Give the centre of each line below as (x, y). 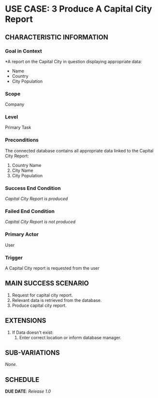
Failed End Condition (30, 211)
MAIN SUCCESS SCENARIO (47, 283)
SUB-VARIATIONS (32, 353)
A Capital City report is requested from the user (52, 268)
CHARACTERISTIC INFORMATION (57, 37)
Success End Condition (33, 188)
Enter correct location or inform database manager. (70, 337)
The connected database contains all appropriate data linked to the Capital (79, 150)
